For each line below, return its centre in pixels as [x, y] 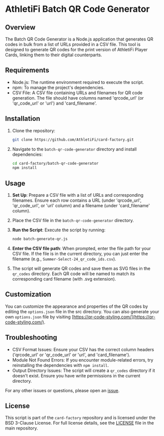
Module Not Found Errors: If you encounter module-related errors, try [83, 360]
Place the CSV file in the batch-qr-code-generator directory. [73, 220]
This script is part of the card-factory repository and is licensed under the [81, 418]
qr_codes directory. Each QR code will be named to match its [74, 273]
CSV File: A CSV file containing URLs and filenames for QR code [77, 93]
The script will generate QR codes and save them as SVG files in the [81, 268]
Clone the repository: [34, 130]
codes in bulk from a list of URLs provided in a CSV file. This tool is [73, 44]
